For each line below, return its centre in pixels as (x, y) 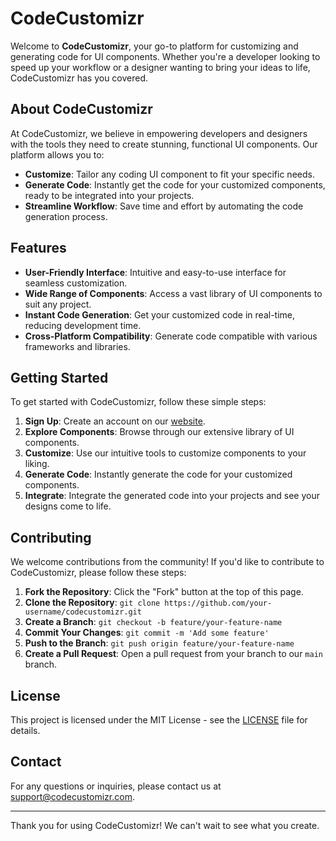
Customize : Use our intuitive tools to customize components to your (165, 453)
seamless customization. (76, 283)
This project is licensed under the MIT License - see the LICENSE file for (159, 720)
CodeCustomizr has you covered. (79, 78)
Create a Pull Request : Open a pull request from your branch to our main (173, 654)
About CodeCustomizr (81, 109)
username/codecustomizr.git (83, 612)
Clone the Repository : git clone (92, 603)
